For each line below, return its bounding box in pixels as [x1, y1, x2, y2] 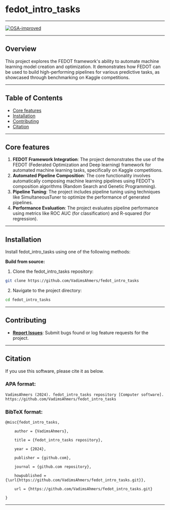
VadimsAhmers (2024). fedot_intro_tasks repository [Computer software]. [5, 392, 164, 397]
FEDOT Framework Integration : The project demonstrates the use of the [12, 156, 164, 163]
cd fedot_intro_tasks [5, 297, 51, 303]
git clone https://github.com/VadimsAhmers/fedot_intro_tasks [5, 278, 139, 283]
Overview [5, 45, 37, 53]
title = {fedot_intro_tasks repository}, [14, 438, 103, 443]
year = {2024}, [14, 447, 47, 452]
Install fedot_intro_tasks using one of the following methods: [5, 249, 131, 255]
